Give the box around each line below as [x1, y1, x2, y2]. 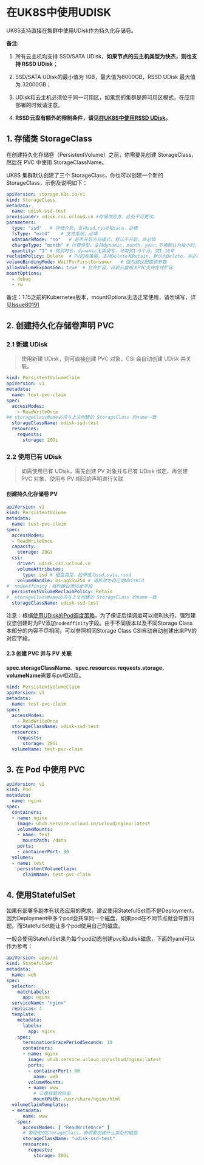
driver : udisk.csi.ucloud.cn [17, 560, 91, 567]
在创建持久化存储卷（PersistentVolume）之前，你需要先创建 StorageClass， [6, 151, 197, 158]
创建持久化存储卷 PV [6, 490, 58, 497]
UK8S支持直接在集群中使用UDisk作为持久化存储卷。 [6, 27, 137, 34]
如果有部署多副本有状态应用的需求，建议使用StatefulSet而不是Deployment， [6, 907, 197, 915]
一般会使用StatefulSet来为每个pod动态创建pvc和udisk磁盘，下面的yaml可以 [6, 935, 195, 943]
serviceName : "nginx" [12, 1000, 67, 1006]
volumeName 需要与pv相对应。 [6, 672, 84, 679]
